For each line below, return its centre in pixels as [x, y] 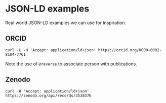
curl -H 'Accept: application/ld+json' [47, 91]
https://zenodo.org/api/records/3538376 [49, 95]
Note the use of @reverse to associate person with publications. [71, 64]
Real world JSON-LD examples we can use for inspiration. [66, 23]
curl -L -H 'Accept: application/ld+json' [51, 50]
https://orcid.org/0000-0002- [130, 50]
